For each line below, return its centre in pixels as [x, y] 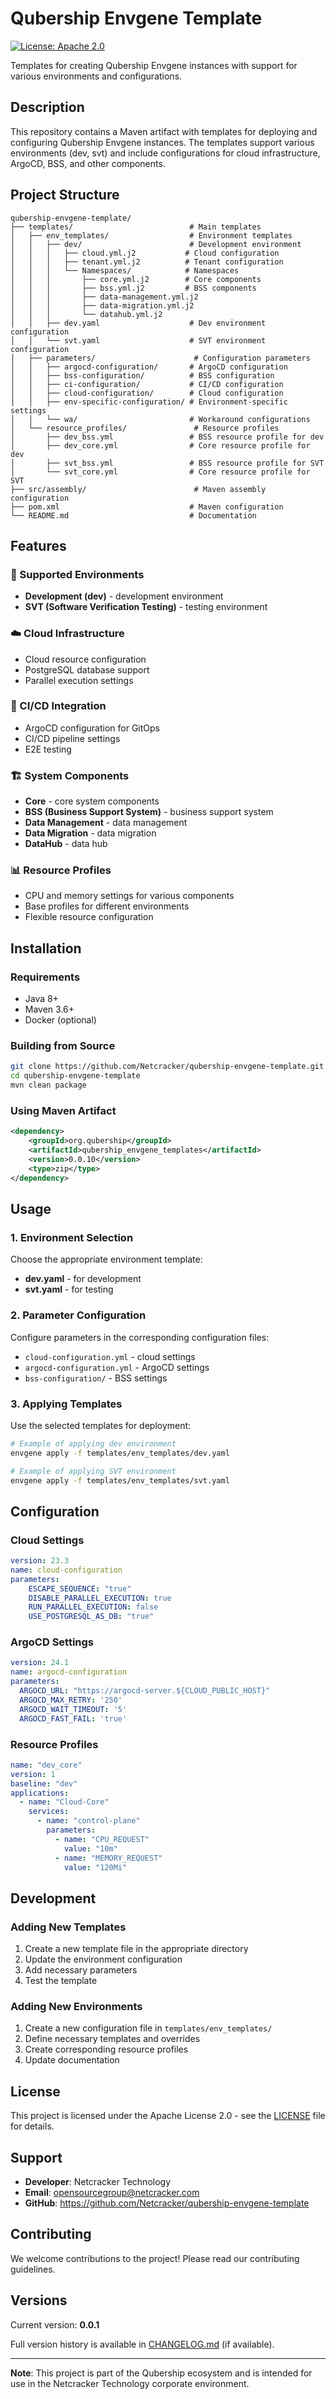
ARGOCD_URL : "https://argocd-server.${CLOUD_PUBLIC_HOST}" [145, 1691]
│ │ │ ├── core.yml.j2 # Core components [136, 279]
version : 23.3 [40, 1561]
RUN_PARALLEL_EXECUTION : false [93, 1607]
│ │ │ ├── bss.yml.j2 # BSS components [133, 288]
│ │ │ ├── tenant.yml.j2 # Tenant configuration [147, 262]
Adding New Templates [68, 1927]
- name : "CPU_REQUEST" [102, 1839]
